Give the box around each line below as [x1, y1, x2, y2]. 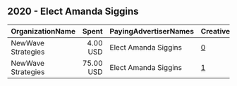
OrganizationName [11, 26, 76, 36]
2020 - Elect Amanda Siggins [7, 6, 139, 17]
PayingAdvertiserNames [109, 26, 194, 36]
